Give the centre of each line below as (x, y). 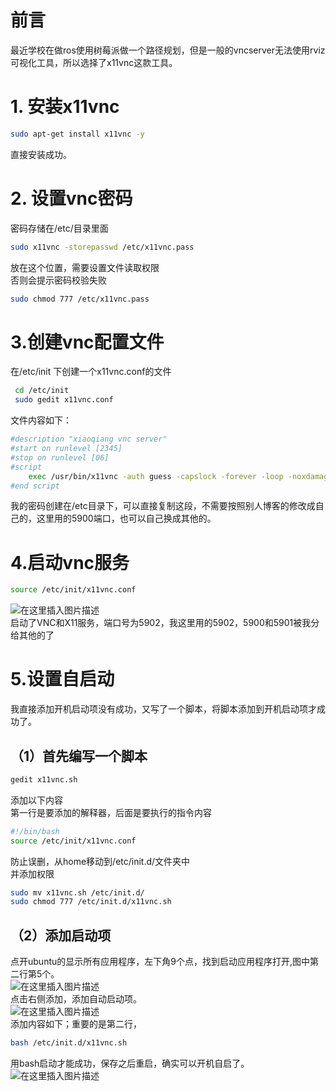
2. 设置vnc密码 (71, 198)
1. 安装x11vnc (65, 107)
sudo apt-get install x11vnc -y (77, 134)
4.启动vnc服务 (70, 562)
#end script (35, 486)
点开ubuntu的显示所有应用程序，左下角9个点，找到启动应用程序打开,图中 (160, 962)
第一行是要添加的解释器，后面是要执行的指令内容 (111, 812)
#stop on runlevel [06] (60, 457)
